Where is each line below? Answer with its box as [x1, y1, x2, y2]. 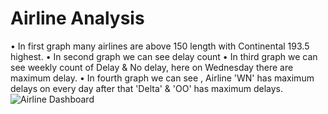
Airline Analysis [10, 7, 145, 30]
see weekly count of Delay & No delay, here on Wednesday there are [10, 61, 294, 73]
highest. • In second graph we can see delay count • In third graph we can [10, 50, 318, 62]
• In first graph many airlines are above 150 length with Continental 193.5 [10, 40, 310, 52]
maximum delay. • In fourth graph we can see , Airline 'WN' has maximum [10, 72, 315, 84]
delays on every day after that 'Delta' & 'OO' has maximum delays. [10, 82, 284, 94]
